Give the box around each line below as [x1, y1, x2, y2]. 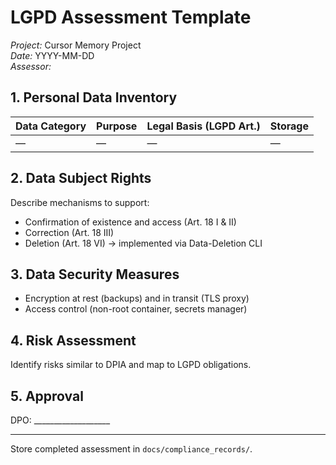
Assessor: [10, 60, 52, 72]
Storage [269, 119, 309, 133]
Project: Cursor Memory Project [10, 39, 142, 51]
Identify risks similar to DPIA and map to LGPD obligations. [10, 359, 252, 371]
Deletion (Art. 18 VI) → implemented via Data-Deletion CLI [24, 237, 263, 249]
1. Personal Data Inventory [10, 89, 178, 106]
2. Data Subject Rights [10, 170, 152, 187]
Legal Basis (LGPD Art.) [146, 119, 261, 133]
